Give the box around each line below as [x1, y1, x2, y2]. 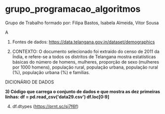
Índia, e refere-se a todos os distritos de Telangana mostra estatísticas [12, 53, 156, 60]
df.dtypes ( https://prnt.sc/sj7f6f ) [12, 103, 79, 109]
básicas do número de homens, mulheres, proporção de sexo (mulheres [12, 59, 160, 65]
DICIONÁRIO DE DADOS [5, 79, 54, 85]
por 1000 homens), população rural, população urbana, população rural [12, 64, 158, 70]
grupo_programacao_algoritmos [5, 3, 141, 15]
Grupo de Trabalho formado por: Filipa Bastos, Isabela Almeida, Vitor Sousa [5, 20, 159, 26]
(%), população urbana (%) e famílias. [12, 69, 90, 75]
